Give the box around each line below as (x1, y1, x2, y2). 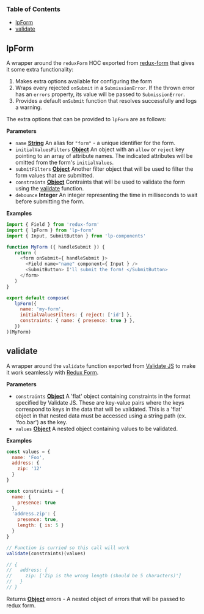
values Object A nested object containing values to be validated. (15, 425, 178, 432)
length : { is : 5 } (17, 522, 64, 528)
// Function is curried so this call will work (6, 544, 130, 551)
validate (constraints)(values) (6, 550, 86, 556)
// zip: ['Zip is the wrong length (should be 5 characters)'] (6, 573, 182, 579)
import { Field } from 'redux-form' (6, 222, 100, 228)
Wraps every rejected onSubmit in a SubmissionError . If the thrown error (15, 84, 195, 92)
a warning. (15, 103, 42, 111)
